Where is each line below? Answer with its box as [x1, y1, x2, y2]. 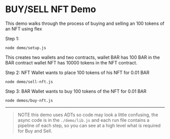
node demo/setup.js [5, 45, 47, 50]
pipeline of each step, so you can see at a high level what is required [17, 122, 161, 128]
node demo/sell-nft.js [5, 79, 53, 84]
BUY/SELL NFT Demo [5, 4, 96, 15]
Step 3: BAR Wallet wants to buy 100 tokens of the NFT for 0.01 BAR [5, 88, 147, 94]
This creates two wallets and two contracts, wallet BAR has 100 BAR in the [5, 54, 160, 60]
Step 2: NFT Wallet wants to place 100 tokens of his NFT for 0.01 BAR [5, 69, 150, 76]
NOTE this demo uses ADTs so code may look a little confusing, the [17, 112, 158, 118]
